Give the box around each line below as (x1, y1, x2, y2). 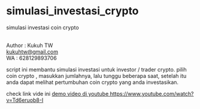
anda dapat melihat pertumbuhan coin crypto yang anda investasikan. (6, 79, 178, 86)
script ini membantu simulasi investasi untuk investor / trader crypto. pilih (6, 66, 187, 73)
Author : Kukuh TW (6, 42, 53, 49)
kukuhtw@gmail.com (6, 48, 59, 55)
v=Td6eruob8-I (6, 96, 44, 104)
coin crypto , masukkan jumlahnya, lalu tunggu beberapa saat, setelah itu (6, 72, 187, 79)
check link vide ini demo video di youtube (6, 90, 109, 97)
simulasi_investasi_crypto (6, 4, 139, 18)
